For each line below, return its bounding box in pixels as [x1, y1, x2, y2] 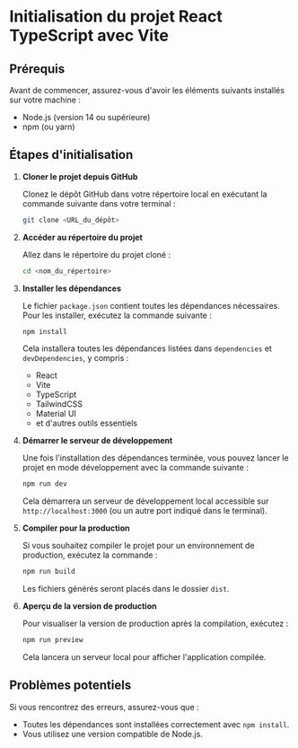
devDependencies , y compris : [22, 353, 129, 364]
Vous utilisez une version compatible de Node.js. [22, 728, 204, 739]
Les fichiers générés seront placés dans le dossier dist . [22, 584, 230, 594]
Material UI [35, 409, 76, 419]
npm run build [22, 568, 75, 576]
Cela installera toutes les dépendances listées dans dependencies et [22, 343, 272, 354]
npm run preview [22, 636, 83, 645]
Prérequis [9, 61, 66, 76]
